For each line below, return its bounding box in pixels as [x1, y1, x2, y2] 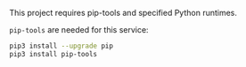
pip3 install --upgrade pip [9, 41, 114, 50]
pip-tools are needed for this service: [9, 25, 149, 34]
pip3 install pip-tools [9, 49, 98, 58]
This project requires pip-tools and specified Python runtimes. [9, 8, 238, 18]
